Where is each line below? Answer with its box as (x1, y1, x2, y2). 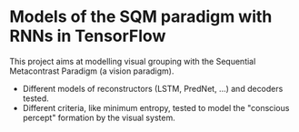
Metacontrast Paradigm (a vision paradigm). (9, 66, 174, 76)
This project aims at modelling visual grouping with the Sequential (9, 56, 256, 66)
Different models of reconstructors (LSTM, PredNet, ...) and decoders (22, 83, 284, 94)
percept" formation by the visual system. (22, 112, 175, 123)
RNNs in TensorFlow (9, 25, 166, 46)
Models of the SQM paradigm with (9, 6, 273, 27)
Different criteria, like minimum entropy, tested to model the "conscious (22, 102, 290, 113)
